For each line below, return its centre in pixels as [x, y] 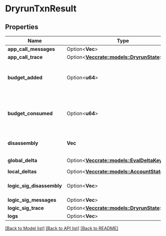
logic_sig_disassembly [35, 186]
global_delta [22, 160]
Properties [22, 27]
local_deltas [22, 171]
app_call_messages [31, 49]
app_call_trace [25, 57]
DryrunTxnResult [41, 9]
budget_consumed [30, 113]
